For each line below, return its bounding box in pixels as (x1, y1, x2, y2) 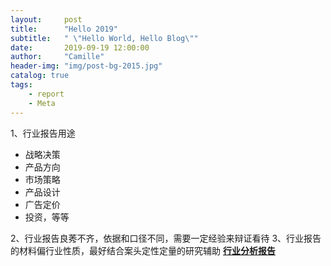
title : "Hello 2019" (10, 24, 118, 34)
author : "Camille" (10, 52, 105, 62)
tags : (10, 80, 33, 90)
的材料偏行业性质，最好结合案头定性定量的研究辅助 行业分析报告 (10, 244, 276, 256)
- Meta (28, 98, 56, 108)
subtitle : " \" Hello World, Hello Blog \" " (10, 33, 199, 43)
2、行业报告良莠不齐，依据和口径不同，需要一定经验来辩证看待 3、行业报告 (10, 232, 322, 244)
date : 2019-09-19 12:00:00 (10, 42, 150, 53)
